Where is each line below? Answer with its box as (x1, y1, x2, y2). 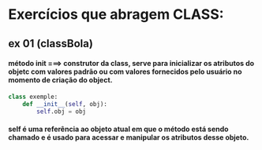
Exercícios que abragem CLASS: (8, 5, 224, 24)
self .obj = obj (36, 108, 87, 115)
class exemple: (8, 93, 58, 101)
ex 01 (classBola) (8, 37, 93, 50)
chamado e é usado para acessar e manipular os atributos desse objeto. (8, 133, 249, 142)
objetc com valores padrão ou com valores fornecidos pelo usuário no (8, 67, 242, 76)
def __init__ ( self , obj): (22, 100, 108, 108)
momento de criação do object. (8, 75, 113, 85)
